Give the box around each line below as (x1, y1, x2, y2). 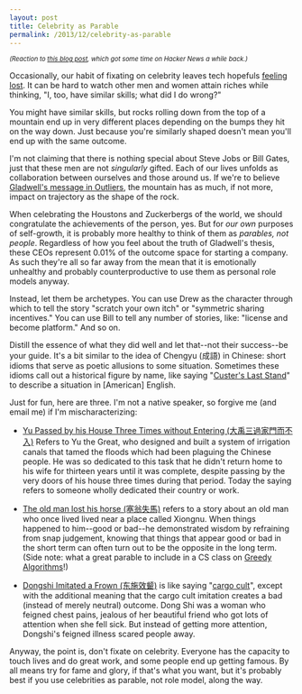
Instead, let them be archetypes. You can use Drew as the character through (9, 294, 293, 305)
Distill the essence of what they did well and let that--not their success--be (9, 340, 288, 351)
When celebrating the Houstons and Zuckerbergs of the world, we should (9, 209, 283, 220)
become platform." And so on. (9, 322, 121, 333)
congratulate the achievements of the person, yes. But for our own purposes (9, 218, 294, 230)
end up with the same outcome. (9, 136, 127, 147)
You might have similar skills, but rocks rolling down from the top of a (9, 107, 266, 118)
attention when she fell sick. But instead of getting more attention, (22, 619, 268, 630)
